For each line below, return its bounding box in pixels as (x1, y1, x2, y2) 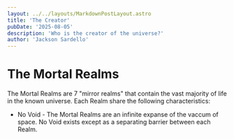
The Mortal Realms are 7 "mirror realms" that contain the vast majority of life (7, 89, 227, 98)
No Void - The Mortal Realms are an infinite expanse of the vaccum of (17, 110, 219, 119)
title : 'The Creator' (7, 17, 71, 24)
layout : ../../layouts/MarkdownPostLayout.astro (7, 10, 152, 17)
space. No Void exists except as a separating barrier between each (17, 118, 211, 126)
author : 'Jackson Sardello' (7, 36, 89, 43)
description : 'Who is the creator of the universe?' (7, 29, 164, 37)
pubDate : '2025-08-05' (7, 23, 73, 30)
